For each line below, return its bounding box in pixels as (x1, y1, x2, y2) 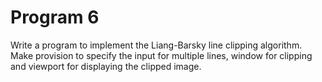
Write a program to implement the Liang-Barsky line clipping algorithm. (10, 39, 303, 51)
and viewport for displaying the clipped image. (10, 60, 202, 72)
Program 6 (10, 6, 100, 29)
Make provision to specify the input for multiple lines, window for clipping (10, 49, 313, 61)
